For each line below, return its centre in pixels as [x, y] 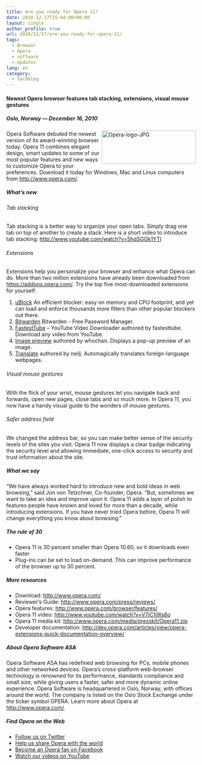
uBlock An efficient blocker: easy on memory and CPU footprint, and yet [104, 303]
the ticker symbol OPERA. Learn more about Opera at [72, 701]
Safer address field [30, 419]
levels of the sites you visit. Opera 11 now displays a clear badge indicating [99, 444]
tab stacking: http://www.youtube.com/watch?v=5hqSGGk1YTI [84, 239]
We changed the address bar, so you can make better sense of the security [99, 438]
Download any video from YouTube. [59, 335]
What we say [23, 471]
